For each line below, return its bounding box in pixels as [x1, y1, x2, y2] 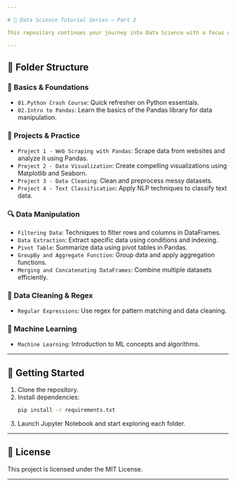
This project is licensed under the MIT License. [7, 465, 143, 473]
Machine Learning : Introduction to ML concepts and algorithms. [17, 340, 200, 349]
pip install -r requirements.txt [17, 407, 116, 414]
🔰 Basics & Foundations [7, 82, 89, 92]
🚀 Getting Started [7, 367, 85, 379]
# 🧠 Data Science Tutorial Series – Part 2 [7, 16, 137, 23]
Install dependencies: [17, 393, 80, 401]
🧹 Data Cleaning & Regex [7, 290, 93, 300]
